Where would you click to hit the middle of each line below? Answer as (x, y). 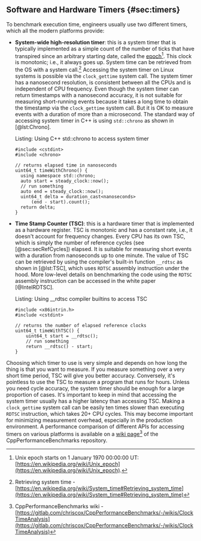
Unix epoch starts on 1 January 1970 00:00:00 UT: (77, 457)
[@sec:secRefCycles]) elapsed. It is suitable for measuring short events (103, 249)
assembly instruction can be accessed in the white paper (85, 281)
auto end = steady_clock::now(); (62, 192)
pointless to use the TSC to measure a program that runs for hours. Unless (98, 382)
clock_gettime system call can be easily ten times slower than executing (95, 407)
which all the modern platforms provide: (55, 31)
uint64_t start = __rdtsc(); (62, 336)
